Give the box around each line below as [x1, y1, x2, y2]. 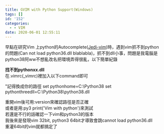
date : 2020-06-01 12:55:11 [5, 30, 60, 35]
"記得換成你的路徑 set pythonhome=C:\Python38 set [5, 83, 112, 89]
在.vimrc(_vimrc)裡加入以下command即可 [5, 73, 88, 79]
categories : [5, 21, 29, 26]
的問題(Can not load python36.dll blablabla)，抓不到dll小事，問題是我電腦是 [5, 50, 158, 56]
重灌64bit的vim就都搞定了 [5, 124, 57, 129]
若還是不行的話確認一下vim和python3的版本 [5, 111, 94, 117]
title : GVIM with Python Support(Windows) [5, 7, 93, 12]
